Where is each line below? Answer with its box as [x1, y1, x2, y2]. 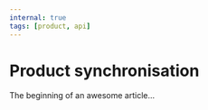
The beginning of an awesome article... [9, 90, 156, 101]
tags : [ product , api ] [9, 22, 91, 31]
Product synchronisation [9, 60, 200, 81]
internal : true [9, 13, 67, 23]
